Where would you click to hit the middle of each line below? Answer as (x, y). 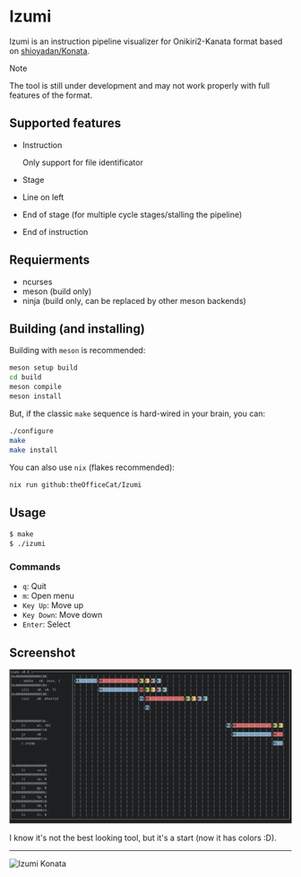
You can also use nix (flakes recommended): (92, 467)
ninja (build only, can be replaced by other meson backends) (134, 300)
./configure (31, 431)
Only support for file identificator (82, 162)
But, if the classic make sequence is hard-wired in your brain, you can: (138, 413)
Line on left (43, 197)
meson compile (36, 387)
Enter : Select (46, 624)
